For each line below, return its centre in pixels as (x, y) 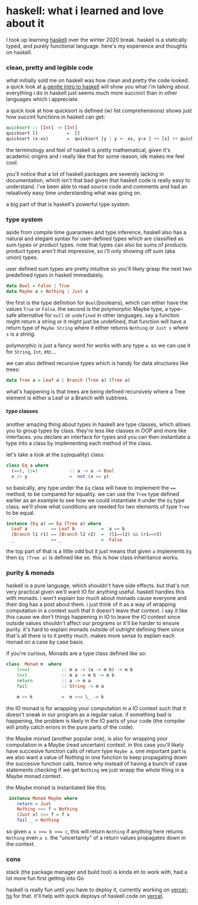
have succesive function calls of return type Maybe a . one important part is (96, 751)
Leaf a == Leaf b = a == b (68, 529)
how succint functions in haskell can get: (56, 117)
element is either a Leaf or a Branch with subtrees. (67, 398)
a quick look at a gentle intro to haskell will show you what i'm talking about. (98, 87)
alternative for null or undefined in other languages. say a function (99, 315)
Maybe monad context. (34, 776)
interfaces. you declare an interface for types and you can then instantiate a (98, 437)
